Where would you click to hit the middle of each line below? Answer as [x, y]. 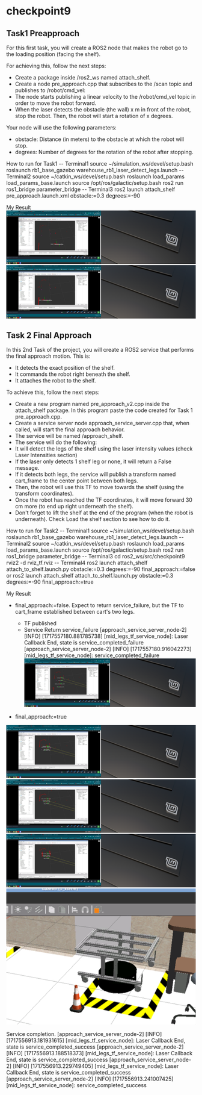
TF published [40, 623]
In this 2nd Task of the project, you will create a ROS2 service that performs [100, 350]
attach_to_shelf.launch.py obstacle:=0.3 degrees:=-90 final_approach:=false [101, 569]
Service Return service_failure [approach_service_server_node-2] [105, 630]
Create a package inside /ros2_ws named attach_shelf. [83, 77]
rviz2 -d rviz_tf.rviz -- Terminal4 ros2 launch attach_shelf [77, 563]
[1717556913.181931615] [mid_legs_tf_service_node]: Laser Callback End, [96, 1041]
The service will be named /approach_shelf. [69, 436]
